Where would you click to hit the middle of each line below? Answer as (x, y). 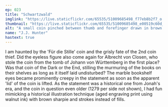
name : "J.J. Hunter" (27, 33)
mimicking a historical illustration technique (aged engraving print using (79, 94)
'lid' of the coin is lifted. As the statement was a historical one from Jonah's (83, 83)
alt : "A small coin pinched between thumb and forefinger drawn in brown (84, 28)
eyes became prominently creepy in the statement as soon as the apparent (82, 78)
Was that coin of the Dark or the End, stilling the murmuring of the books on (83, 67)
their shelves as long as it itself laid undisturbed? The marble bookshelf (79, 73)
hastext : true (20, 38)
